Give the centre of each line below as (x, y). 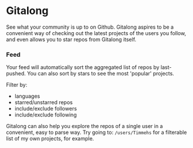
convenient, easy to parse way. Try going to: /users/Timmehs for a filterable (97, 132)
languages (27, 96)
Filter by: (17, 85)
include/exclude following (46, 115)
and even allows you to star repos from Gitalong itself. (71, 39)
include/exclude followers (46, 109)
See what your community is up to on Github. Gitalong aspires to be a (90, 27)
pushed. (16, 74)
